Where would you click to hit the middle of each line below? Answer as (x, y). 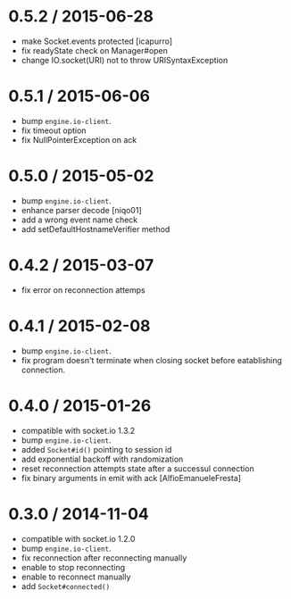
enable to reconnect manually (76, 577)
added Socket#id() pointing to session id (96, 449)
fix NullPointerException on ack (79, 139)
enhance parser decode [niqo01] (81, 210)
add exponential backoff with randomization (102, 459)
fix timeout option (54, 130)
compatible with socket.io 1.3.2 (78, 430)
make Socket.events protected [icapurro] (97, 41)
